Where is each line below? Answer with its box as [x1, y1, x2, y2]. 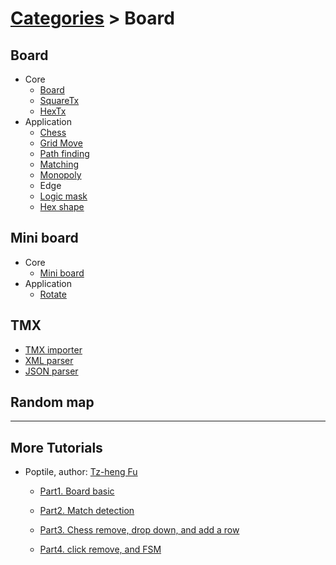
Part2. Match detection [39, 505, 135, 517]
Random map [10, 394, 95, 411]
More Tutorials [10, 439, 103, 456]
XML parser [24, 354, 74, 366]
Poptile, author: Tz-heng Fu [24, 466, 138, 478]
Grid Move [39, 137, 83, 149]
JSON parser [24, 365, 79, 377]
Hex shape [39, 201, 85, 212]
